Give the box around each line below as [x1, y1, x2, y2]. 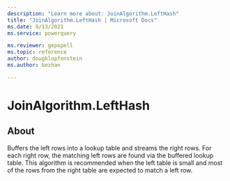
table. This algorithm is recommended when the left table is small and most [7, 158, 223, 167]
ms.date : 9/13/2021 [7, 23, 64, 30]
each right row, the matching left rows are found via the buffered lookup [7, 151, 214, 159]
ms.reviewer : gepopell [7, 42, 73, 49]
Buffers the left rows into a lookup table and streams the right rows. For [7, 143, 212, 152]
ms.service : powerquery [7, 29, 77, 37]
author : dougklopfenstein [7, 55, 82, 63]
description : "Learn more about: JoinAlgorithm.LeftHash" [7, 10, 179, 17]
